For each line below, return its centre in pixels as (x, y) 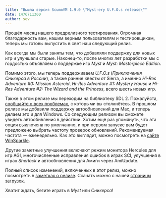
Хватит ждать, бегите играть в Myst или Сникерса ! (59, 191)
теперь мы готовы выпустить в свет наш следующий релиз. (69, 44)
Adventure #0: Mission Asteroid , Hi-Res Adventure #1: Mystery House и (78, 84)
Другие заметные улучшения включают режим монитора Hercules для (81, 150)
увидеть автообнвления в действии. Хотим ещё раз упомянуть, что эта (81, 120)
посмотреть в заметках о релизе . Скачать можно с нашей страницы (78, 176)
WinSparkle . (18, 141)
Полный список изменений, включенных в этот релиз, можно (71, 170)
